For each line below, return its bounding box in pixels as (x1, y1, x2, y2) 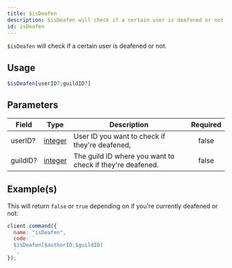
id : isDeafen (7, 23, 45, 30)
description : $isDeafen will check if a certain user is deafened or (7, 17, 212, 23)
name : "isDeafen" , (13, 229, 67, 236)
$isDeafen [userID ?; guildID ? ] (7, 80, 91, 87)
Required (191, 119, 222, 129)
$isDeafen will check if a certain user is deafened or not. (7, 42, 167, 50)
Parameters (7, 99, 59, 111)
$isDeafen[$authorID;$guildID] (13, 242, 104, 249)
